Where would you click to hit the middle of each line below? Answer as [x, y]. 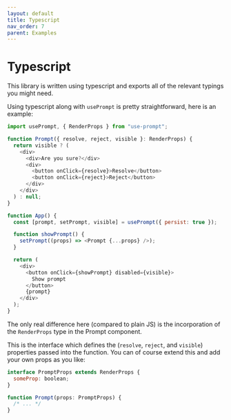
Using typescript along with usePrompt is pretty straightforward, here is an [112, 107]
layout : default [30, 13]
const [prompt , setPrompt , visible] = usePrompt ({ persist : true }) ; [115, 222]
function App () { [32, 216]
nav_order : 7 [26, 26]
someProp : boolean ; [41, 379]
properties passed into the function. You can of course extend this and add [114, 352]
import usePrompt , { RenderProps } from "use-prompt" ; [88, 127]
